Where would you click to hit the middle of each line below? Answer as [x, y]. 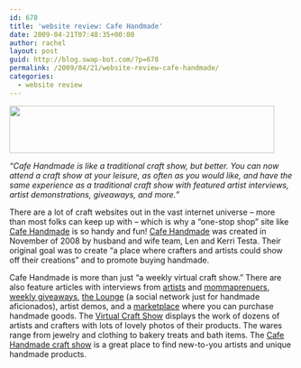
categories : [32, 77]
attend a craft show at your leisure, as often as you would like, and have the [151, 175]
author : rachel [38, 43]
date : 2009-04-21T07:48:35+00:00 [72, 34]
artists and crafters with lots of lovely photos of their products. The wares [146, 325]
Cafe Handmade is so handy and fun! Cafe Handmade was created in [138, 231]
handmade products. [48, 354]
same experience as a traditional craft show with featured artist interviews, [150, 185]
